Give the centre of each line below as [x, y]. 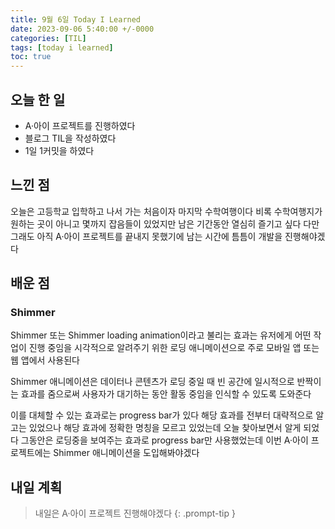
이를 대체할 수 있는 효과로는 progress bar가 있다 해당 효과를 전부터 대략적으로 [162, 415]
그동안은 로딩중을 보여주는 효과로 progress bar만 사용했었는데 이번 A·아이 [164, 440]
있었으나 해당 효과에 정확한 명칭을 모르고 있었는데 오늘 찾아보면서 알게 [165, 428]
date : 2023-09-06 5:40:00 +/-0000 [82, 29]
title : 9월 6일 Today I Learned [76, 19]
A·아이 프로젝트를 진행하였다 [80, 125]
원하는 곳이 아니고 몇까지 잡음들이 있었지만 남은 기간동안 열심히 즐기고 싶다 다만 [165, 223]
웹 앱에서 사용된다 [45, 360]
